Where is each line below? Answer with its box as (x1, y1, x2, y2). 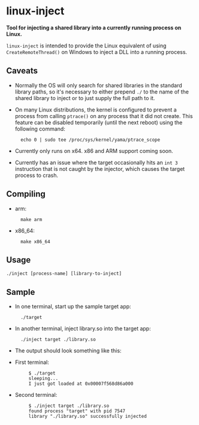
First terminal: (14, 358, 49, 366)
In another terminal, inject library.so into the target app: (14, 325, 151, 332)
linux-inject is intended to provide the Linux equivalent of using (6, 42, 167, 49)
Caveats (6, 66, 38, 76)
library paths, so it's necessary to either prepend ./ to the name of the (14, 88, 189, 95)
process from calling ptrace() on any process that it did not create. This (14, 112, 193, 119)
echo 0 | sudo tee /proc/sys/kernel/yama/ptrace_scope (20, 137, 161, 143)
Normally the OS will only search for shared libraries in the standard (14, 82, 183, 89)
